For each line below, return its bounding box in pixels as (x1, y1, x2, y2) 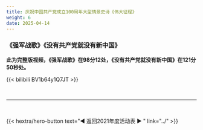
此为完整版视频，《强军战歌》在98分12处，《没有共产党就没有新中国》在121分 (6, 56, 196, 63)
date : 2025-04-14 (6, 20, 50, 26)
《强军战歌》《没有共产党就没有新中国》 (6, 41, 121, 50)
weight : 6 (6, 15, 31, 21)
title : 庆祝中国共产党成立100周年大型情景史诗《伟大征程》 (6, 8, 137, 15)
